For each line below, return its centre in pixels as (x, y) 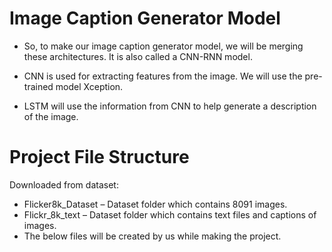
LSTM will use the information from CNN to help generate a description (170, 106)
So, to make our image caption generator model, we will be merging (163, 46)
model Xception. (89, 86)
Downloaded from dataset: (64, 184)
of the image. (51, 116)
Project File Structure (99, 157)
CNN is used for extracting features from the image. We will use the (163, 76)
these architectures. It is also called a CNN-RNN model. (138, 56)
